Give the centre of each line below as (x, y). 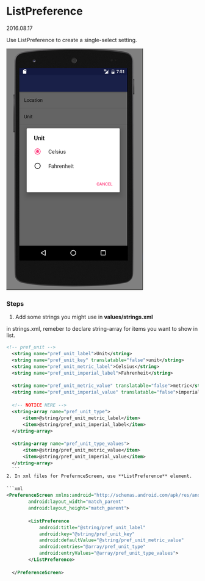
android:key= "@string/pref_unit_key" (87, 534)
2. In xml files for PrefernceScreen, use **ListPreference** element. (99, 476)
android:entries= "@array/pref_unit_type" (92, 547)
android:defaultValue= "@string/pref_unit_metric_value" (111, 540)
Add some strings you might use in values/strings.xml (84, 317)
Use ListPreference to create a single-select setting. (72, 40)
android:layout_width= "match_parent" (76, 502)
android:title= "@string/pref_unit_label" (92, 527)
